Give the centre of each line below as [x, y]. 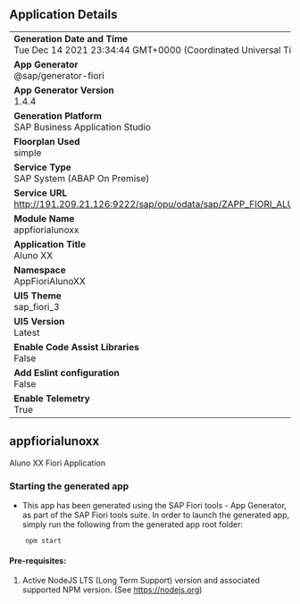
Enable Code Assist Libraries [77, 347]
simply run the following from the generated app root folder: [133, 524]
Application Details [63, 15]
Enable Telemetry [52, 398]
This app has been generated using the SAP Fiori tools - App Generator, [154, 505]
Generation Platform [58, 115]
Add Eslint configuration [67, 373]
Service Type [42, 167]
